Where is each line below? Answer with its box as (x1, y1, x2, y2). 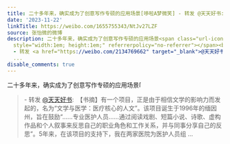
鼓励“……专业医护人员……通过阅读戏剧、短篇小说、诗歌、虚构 (47, 112, 221, 121)
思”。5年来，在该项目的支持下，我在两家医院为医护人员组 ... (23, 130, 194, 138)
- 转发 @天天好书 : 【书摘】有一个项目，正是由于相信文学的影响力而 (23, 95, 215, 104)
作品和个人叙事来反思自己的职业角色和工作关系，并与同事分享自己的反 (23, 121, 222, 129)
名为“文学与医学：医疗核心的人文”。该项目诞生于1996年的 (42, 104, 205, 112)
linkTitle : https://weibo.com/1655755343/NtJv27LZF (7, 23, 157, 29)
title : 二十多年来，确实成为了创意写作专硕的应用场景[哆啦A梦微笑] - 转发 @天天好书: (7, 10, 225, 17)
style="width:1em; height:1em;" (13, 42, 106, 49)
